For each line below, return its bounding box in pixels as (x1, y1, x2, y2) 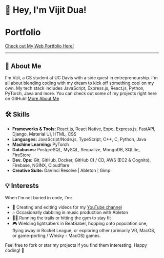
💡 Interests (5, 182, 39, 190)
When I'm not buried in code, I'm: (5, 194, 72, 200)
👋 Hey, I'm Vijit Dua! (5, 4, 87, 16)
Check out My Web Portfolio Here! (5, 43, 74, 49)
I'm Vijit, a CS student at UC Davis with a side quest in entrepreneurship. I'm (5, 74, 158, 80)
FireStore (12, 152, 31, 158)
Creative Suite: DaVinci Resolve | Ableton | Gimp (12, 167, 111, 173)
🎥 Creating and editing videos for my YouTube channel (12, 204, 122, 210)
